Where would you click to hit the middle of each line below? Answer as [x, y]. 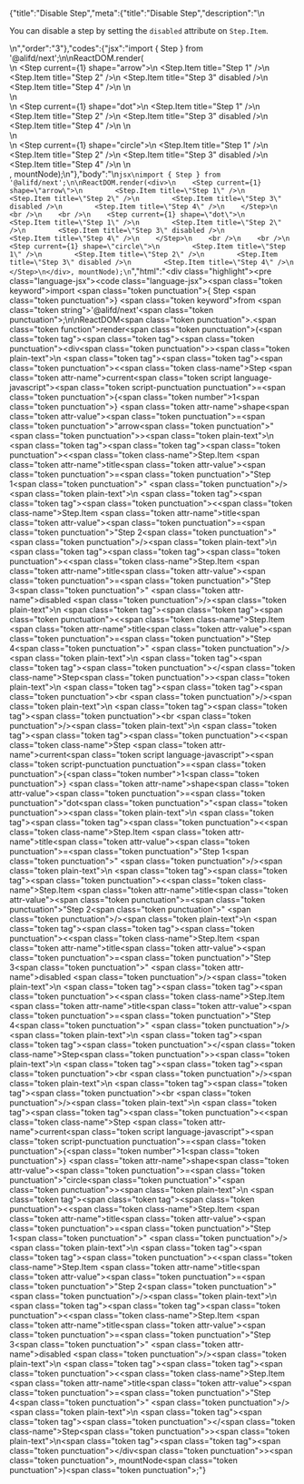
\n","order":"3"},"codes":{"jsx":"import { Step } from [107, 48]
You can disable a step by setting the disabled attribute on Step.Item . [139, 30]
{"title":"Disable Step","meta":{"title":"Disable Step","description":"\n [137, 13]
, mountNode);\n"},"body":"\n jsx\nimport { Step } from [115, 174]
